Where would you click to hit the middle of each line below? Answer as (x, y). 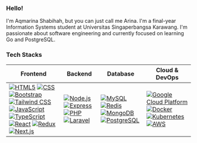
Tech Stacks (24, 55)
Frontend (33, 73)
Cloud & (167, 70)
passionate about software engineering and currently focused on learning (95, 33)
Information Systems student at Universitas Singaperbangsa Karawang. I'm (97, 27)
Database (121, 73)
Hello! (15, 8)
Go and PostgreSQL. (31, 40)
